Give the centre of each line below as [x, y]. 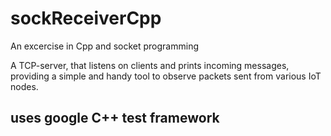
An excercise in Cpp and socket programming [104, 46]
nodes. [24, 86]
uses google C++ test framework [115, 118]
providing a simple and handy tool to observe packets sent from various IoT [166, 76]
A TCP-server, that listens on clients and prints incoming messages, [150, 65]
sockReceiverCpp [86, 18]
